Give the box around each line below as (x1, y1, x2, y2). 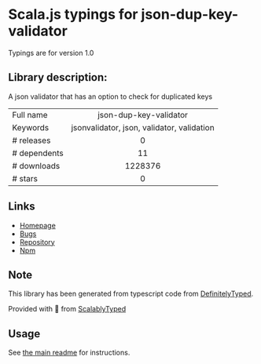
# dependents (12, 147, 64, 158)
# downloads (12, 160, 61, 171)
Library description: (8, 71, 108, 84)
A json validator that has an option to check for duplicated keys (8, 92, 213, 101)
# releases (12, 135, 51, 146)
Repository (19, 237, 55, 246)
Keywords (12, 122, 50, 133)
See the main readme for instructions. (8, 348, 130, 358)
